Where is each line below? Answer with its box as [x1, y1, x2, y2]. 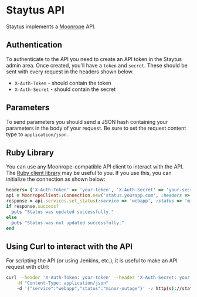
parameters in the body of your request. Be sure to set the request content [6, 124, 186, 131]
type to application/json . [6, 130, 69, 138]
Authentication [6, 40, 63, 50]
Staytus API [6, 4, 64, 17]
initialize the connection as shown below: [6, 176, 106, 183]
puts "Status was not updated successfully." [11, 220, 125, 226]
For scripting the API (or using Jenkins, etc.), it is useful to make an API [6, 257, 178, 264]
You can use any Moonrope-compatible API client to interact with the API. [6, 163, 184, 170]
